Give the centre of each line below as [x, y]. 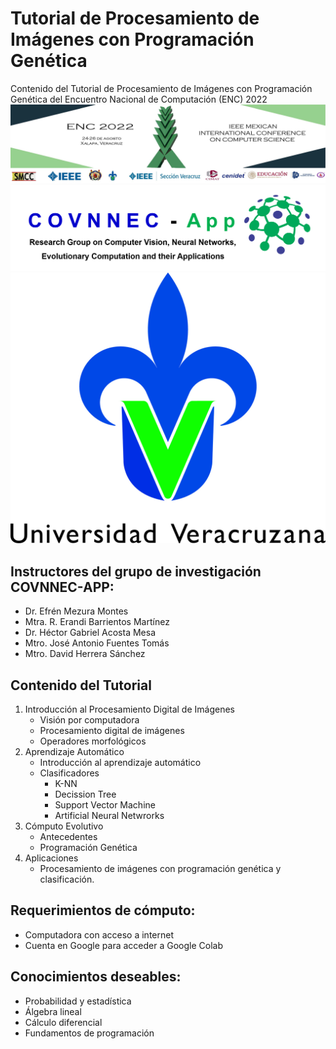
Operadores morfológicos [93, 741]
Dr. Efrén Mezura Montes [76, 611]
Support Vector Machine [105, 805]
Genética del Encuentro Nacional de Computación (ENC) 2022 [139, 99]
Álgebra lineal [53, 1011]
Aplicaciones [51, 858]
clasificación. [67, 879]
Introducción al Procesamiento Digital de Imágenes [129, 709]
